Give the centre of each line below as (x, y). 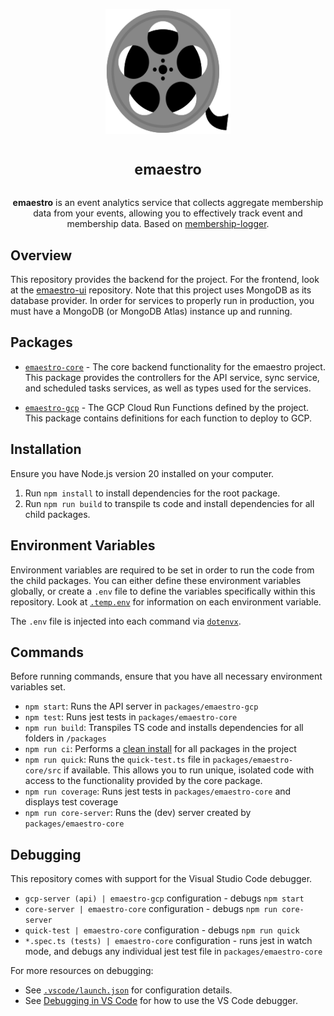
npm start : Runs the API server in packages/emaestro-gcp (141, 706)
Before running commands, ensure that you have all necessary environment (166, 676)
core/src (43, 771)
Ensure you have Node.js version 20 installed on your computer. (142, 473)
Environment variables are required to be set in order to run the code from (162, 570)
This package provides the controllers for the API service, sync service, (172, 377)
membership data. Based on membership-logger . (168, 224)
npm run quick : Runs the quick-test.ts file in (117, 760)
